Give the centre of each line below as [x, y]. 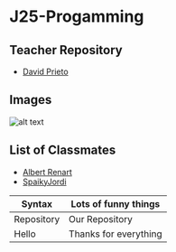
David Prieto [46, 71]
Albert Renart [47, 172]
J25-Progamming [77, 17]
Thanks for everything [116, 234]
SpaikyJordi [44, 182]
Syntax [37, 203]
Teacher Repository [66, 50]
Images [31, 100]
